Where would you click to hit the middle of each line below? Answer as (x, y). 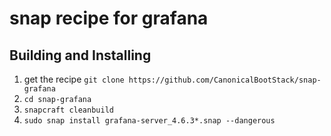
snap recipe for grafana (109, 18)
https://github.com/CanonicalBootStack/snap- (225, 80)
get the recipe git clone (74, 79)
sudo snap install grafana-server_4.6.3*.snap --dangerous (149, 121)
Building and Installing (80, 55)
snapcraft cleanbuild (68, 110)
